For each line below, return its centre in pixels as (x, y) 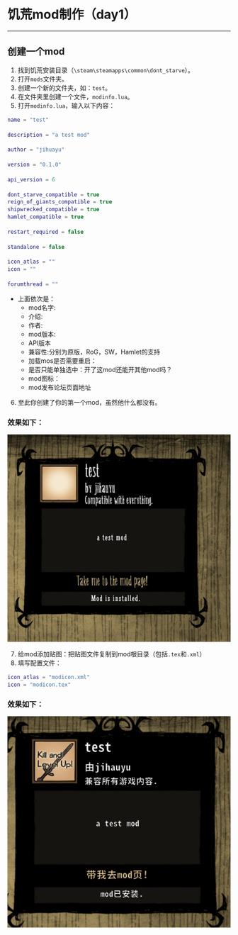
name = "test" (28, 120)
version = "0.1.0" (34, 164)
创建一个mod (36, 51)
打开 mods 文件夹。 (43, 79)
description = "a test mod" (49, 135)
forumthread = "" (33, 284)
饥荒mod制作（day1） (72, 15)
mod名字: (42, 307)
